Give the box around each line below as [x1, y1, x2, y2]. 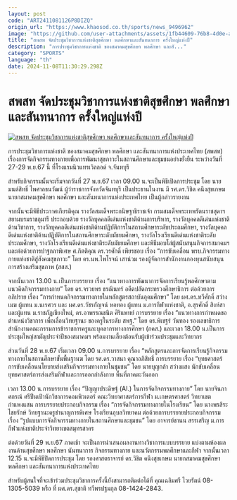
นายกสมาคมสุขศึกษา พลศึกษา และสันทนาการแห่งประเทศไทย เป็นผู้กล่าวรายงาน [8, 192, 190, 201]
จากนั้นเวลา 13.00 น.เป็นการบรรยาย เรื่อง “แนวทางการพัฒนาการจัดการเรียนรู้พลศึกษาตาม [8, 276, 217, 285]
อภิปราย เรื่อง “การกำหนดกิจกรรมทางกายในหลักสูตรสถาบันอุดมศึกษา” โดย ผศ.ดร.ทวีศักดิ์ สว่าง [8, 292, 228, 301]
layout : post [8, 10, 46, 18]
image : [8, 30, 27, 37]
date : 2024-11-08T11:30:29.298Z [8, 63, 103, 70]
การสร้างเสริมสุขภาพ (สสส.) [8, 262, 72, 270]
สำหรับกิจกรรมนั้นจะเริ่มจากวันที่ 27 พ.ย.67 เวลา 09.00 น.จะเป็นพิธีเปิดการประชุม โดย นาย [8, 177, 222, 185]
